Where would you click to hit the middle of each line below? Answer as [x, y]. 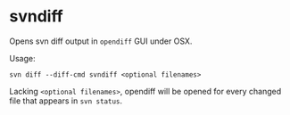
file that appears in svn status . [66, 101]
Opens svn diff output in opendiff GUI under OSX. [101, 41]
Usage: [22, 58]
